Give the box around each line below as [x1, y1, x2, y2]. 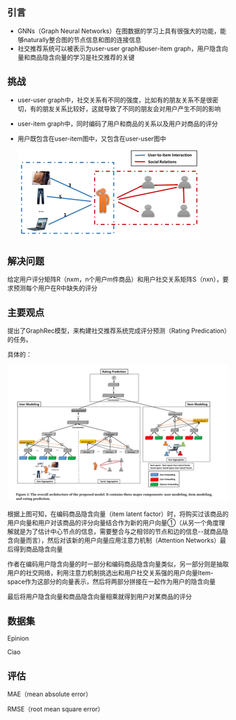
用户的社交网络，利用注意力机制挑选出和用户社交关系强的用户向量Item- [7, 569, 214, 577]
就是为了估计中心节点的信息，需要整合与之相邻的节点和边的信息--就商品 [13, 527, 223, 536]
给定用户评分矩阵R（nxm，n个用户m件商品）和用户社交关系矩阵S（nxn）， [7, 275, 223, 283]
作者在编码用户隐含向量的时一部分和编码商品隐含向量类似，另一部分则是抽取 [7, 560, 229, 568]
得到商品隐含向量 [13, 545, 63, 553]
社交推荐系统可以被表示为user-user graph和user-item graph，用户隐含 [17, 44, 223, 53]
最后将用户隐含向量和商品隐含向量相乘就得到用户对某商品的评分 [7, 593, 192, 601]
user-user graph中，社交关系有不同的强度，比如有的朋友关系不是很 [17, 96, 213, 104]
